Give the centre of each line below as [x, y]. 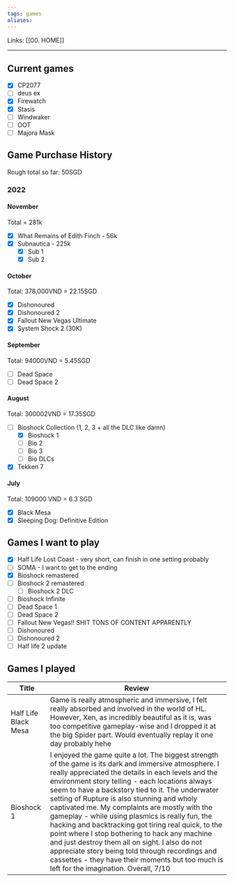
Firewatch [32, 101]
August [18, 398]
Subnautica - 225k [44, 243]
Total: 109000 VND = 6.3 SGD [50, 499]
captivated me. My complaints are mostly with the [131, 807]
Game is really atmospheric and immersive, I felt [128, 700]
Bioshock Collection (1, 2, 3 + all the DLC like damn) [91, 427]
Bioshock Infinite [41, 598]
